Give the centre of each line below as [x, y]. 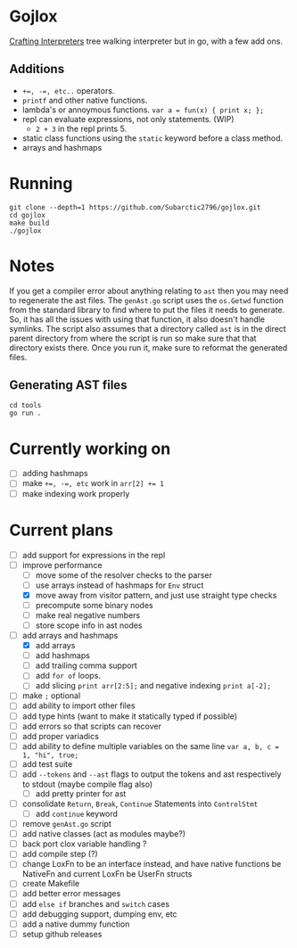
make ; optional [51, 696]
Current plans [62, 530]
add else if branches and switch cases [96, 903]
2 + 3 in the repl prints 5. [81, 128]
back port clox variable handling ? [84, 844]
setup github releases [62, 934]
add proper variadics [61, 736]
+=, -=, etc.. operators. [68, 90]
